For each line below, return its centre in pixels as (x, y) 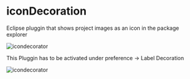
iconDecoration (47, 11)
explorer (17, 34)
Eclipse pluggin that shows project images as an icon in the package (93, 28)
